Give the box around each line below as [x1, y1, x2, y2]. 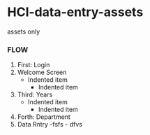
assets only [7, 27, 40, 36]
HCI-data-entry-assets [7, 4, 144, 20]
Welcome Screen [17, 68, 67, 77]
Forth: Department [17, 113, 71, 121]
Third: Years [17, 90, 53, 99]
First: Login [17, 61, 50, 69]
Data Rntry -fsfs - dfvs [17, 120, 82, 129]
